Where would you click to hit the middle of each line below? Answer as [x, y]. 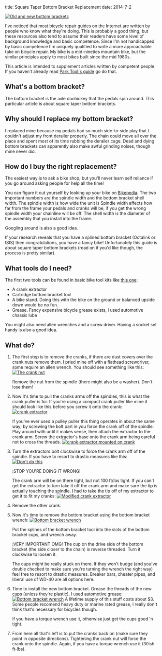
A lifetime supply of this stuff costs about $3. [110, 599]
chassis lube [24, 315]
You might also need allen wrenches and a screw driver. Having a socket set [81, 325]
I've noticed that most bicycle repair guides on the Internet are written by [78, 26]
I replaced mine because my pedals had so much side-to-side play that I [77, 130]
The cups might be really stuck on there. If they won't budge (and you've [85, 564]
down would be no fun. [35, 305]
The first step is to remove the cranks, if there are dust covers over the [82, 357]
